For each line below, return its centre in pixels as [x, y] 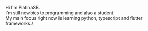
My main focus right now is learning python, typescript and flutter [74, 18]
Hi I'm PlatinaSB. [23, 7]
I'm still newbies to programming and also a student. [60, 13]
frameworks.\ [19, 23]
